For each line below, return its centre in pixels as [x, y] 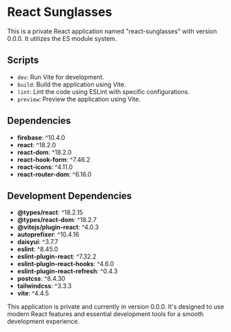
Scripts [23, 61]
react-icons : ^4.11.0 [45, 167]
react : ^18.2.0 [37, 145]
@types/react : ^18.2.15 [50, 212]
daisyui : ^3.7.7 [38, 242]
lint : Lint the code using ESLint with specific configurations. [103, 91]
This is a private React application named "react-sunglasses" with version [112, 31]
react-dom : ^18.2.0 [44, 152]
